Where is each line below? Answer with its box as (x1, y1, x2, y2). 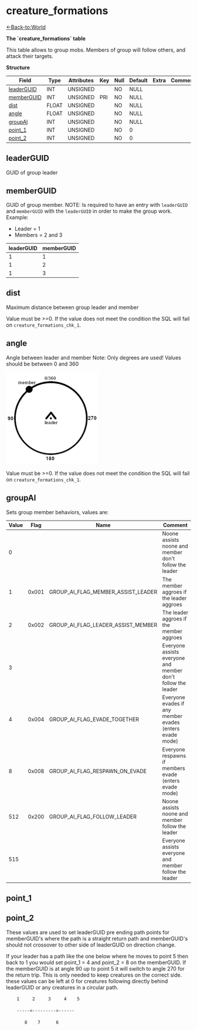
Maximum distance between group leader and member (6, 304, 139, 311)
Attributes (68, 77, 94, 84)
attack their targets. (6, 52, 54, 59)
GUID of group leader (6, 169, 58, 176)
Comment (163, 522, 188, 528)
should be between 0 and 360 (6, 360, 79, 367)
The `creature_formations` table (6, 35, 86, 42)
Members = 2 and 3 (14, 232, 63, 239)
